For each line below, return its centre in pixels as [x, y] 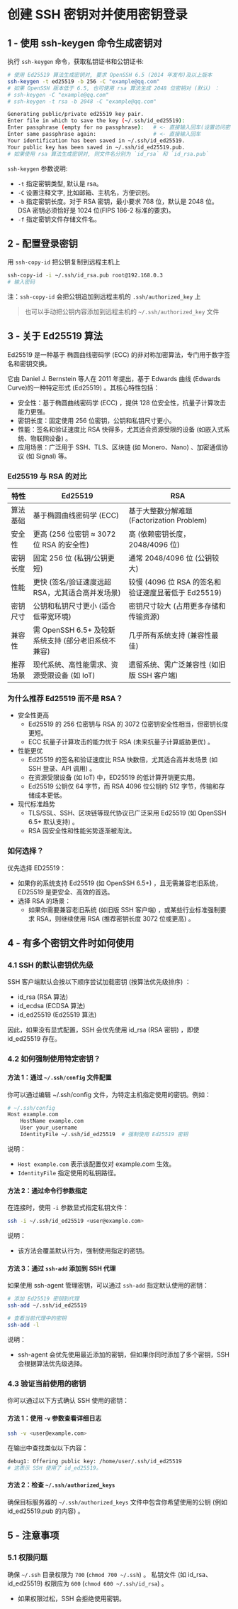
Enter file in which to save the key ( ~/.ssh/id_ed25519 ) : [96, 121]
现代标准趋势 [36, 804]
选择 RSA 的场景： [44, 901]
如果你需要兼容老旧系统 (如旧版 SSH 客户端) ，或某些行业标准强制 [124, 909]
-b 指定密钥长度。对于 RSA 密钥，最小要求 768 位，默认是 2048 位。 [118, 201]
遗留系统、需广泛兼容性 [168, 665]
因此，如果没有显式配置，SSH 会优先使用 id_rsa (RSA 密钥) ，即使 [103, 1030]
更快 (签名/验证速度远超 [72, 582]
